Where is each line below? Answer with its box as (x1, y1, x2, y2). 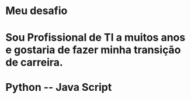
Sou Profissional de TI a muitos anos (5, 31, 186, 45)
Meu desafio (5, 4, 68, 18)
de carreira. (5, 56, 64, 69)
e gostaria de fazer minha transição (5, 43, 181, 57)
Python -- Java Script (5, 81, 112, 94)
